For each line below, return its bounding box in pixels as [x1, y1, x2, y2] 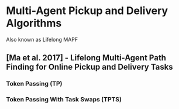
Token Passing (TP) [6, 80, 63, 88]
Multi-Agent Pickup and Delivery [6, 4, 168, 18]
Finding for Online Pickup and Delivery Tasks [6, 62, 174, 72]
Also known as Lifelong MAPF [6, 36, 78, 43]
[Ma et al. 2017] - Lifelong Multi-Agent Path [6, 53, 167, 63]
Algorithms [6, 16, 62, 30]
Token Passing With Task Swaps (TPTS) [6, 96, 122, 104]
